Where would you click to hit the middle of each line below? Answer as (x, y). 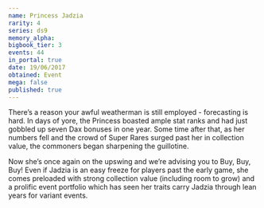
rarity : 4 (25, 23)
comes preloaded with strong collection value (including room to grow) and (132, 179)
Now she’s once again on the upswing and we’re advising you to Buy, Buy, (130, 162)
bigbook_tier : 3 (35, 45)
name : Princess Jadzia (46, 16)
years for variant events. (48, 195)
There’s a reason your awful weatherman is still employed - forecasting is (128, 112)
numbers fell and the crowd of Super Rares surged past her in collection (126, 138)
